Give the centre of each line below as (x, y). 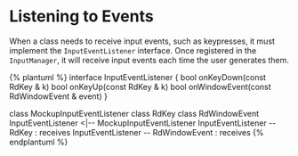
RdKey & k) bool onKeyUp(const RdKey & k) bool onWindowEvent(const (140, 86)
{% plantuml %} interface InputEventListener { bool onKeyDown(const (138, 77)
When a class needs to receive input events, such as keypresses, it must (142, 41)
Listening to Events (81, 16)
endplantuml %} (39, 142)
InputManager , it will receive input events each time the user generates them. (149, 60)
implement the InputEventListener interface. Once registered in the (133, 50)
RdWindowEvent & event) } (59, 96)
